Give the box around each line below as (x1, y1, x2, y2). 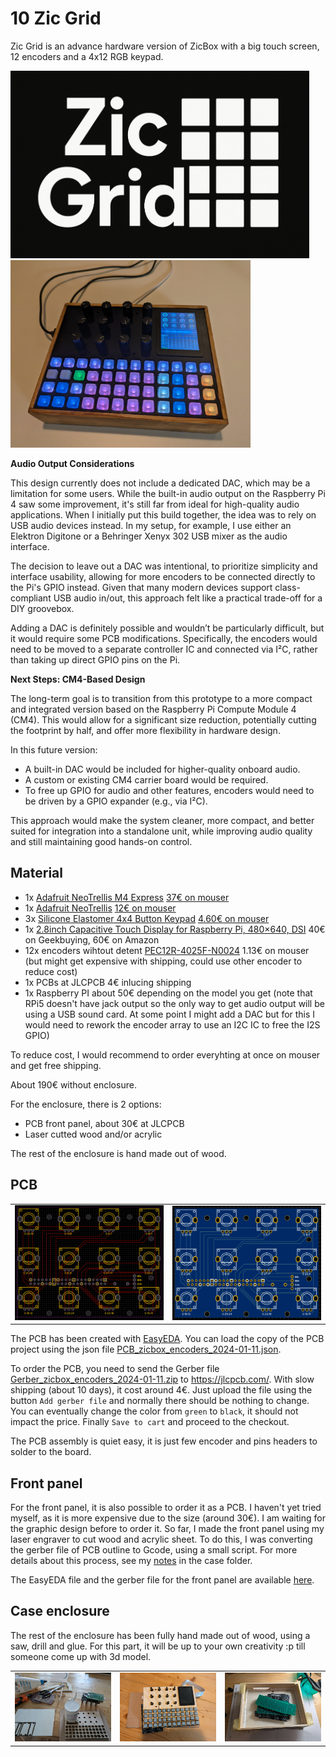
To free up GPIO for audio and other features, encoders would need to (24, 784, 315, 796)
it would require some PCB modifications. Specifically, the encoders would (10, 632, 318, 644)
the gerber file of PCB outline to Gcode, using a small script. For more (10, 1544, 298, 1556)
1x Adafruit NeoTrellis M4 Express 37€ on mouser (24, 891, 230, 903)
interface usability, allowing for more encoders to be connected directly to (10, 570, 316, 582)
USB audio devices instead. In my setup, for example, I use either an (10, 519, 292, 531)
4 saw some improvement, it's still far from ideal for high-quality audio (10, 498, 300, 510)
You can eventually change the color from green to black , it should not (10, 1405, 299, 1417)
